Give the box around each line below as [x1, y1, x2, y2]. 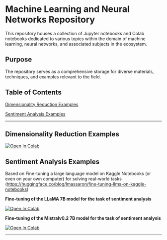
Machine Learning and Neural [5, 3, 130, 15]
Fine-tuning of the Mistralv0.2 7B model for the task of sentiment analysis [5, 215, 162, 221]
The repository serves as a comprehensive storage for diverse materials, [5, 68, 154, 74]
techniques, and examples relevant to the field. [5, 73, 101, 80]
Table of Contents [5, 88, 62, 97]
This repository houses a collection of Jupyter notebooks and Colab [5, 30, 145, 36]
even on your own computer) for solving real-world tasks [5, 176, 122, 182]
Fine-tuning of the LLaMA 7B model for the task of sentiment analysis [5, 196, 152, 202]
